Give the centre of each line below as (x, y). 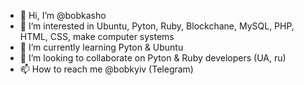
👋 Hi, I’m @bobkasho (63, 15)
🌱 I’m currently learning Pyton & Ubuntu (101, 47)
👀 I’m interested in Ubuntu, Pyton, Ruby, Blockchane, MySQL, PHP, (157, 26)
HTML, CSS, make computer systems (97, 36)
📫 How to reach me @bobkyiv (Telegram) (106, 69)
